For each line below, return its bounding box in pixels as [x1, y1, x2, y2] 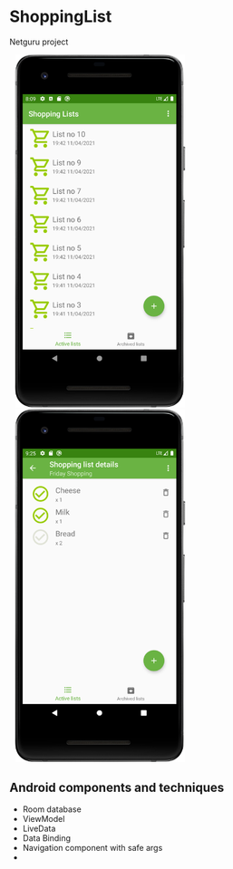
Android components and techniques [9, 779, 225, 795]
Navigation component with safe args [22, 842, 163, 853]
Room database [22, 804, 82, 815]
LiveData [22, 823, 56, 834]
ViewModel [22, 813, 65, 824]
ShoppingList [9, 6, 112, 27]
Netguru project [9, 36, 69, 47]
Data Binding [22, 832, 71, 844]
